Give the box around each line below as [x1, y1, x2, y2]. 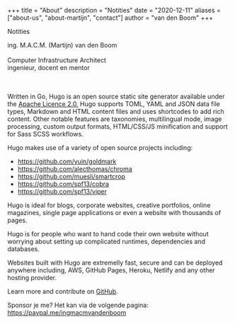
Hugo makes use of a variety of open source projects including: [7, 144, 193, 151]
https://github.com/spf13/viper [17, 187, 108, 195]
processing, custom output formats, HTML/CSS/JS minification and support [7, 122, 228, 130]
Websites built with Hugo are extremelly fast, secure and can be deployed [7, 258, 223, 267]
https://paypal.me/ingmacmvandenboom [7, 308, 127, 317]
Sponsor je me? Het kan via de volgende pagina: [7, 301, 149, 309]
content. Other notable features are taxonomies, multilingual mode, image [7, 115, 222, 123]
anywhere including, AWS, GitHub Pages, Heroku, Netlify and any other [7, 266, 216, 274]
